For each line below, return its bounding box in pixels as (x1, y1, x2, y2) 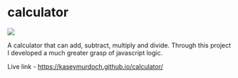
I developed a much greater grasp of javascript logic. (7, 48, 163, 57)
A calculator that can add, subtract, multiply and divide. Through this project (7, 40, 232, 50)
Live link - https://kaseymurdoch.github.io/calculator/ (7, 62, 164, 71)
